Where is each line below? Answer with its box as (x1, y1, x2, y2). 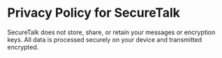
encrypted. (7, 43, 39, 51)
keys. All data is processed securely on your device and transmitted (7, 35, 202, 43)
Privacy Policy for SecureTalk (7, 5, 180, 21)
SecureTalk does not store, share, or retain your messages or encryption (7, 28, 216, 36)
